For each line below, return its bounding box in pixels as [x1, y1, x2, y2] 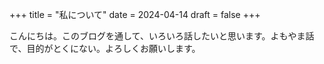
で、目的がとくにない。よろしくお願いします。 [9, 43, 201, 54]
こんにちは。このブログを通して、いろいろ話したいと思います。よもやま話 [9, 30, 315, 42]
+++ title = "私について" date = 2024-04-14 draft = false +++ [9, 9, 261, 20]
